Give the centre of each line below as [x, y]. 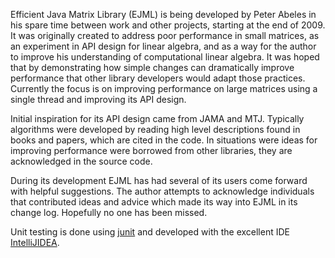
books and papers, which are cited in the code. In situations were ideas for [164, 140]
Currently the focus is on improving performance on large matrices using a [164, 88]
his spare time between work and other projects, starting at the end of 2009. [168, 25]
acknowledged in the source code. [81, 161]
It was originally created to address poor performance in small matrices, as [165, 35]
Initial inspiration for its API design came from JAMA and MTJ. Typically [157, 118]
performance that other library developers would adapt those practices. [158, 78]
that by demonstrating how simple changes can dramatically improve [152, 67]
